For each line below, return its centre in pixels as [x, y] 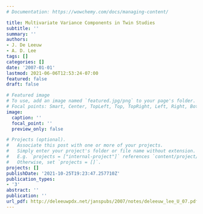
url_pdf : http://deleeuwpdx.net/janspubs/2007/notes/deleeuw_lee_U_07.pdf [102, 201]
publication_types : [31, 179]
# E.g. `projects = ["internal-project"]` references [78, 157]
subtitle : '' [23, 28]
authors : [17, 40]
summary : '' [21, 34]
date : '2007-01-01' [31, 68]
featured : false [27, 79]
